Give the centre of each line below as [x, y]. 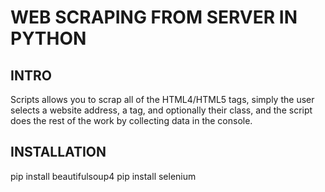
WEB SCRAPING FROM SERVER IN [154, 17]
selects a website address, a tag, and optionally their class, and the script [161, 110]
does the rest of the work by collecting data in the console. [131, 120]
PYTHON [48, 38]
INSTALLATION [58, 152]
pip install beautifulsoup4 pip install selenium [103, 176]
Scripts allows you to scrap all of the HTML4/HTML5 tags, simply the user [162, 99]
